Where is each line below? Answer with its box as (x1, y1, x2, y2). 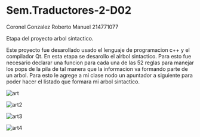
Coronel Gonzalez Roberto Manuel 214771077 (6, 23, 119, 30)
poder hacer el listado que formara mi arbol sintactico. (6, 78, 140, 85)
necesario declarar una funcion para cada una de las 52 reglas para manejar (6, 59, 194, 66)
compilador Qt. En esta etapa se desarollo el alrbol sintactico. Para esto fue (6, 52, 192, 60)
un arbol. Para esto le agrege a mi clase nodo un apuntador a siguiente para (6, 71, 193, 79)
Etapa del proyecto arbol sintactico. (6, 35, 94, 42)
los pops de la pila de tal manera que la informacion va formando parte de (6, 65, 188, 72)
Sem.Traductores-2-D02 (6, 4, 132, 17)
